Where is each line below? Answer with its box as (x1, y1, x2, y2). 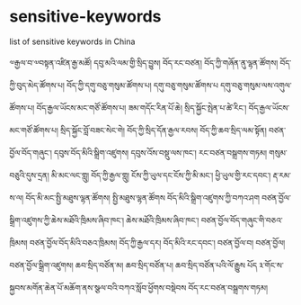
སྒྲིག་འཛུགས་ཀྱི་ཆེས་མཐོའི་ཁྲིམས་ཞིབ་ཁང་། (9, 214, 124, 226)
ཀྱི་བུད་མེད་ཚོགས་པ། (9, 79, 65, 91)
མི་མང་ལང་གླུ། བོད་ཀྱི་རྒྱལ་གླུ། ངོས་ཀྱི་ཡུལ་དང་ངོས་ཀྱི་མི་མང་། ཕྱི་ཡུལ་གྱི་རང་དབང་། (50, 169, 271, 181)
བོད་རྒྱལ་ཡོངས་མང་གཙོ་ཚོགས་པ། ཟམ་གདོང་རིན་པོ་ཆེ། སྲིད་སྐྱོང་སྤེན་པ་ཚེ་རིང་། (36, 102, 247, 113)
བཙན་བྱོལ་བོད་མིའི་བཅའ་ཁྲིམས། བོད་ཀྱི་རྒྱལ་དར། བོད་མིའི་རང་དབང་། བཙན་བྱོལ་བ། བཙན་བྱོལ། (30, 237, 286, 248)
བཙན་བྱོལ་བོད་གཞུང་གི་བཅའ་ (200, 214, 283, 226)
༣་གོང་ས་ (259, 259, 285, 271)
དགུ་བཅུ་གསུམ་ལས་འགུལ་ (219, 79, 292, 91)
